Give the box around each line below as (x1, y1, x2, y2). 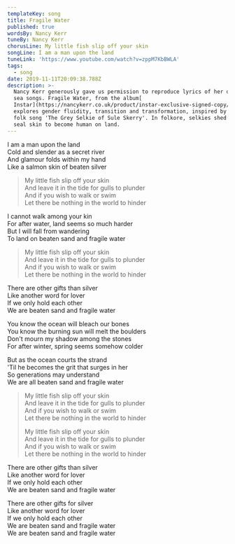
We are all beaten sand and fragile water (7, 377, 124, 386)
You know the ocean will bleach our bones (7, 319, 129, 328)
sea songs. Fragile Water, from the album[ (13, 95, 142, 102)
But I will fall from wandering (7, 227, 90, 235)
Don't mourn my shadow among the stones (7, 334, 131, 343)
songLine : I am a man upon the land (7, 50, 114, 57)
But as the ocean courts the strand (7, 355, 107, 364)
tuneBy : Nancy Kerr (7, 36, 64, 43)
